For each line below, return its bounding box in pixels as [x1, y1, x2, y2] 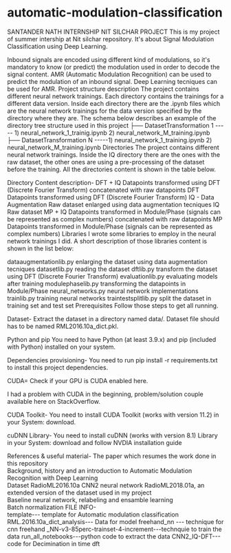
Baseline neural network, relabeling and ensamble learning [7, 495, 173, 503]
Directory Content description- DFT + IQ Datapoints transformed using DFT [7, 178, 221, 186]
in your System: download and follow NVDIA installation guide [7, 438, 182, 446]
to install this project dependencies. [7, 363, 109, 371]
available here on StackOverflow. [7, 397, 101, 405]
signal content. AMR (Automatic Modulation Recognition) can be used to [7, 70, 212, 78]
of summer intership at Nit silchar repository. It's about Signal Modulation [7, 34, 214, 43]
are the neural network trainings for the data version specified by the [7, 107, 202, 115]
